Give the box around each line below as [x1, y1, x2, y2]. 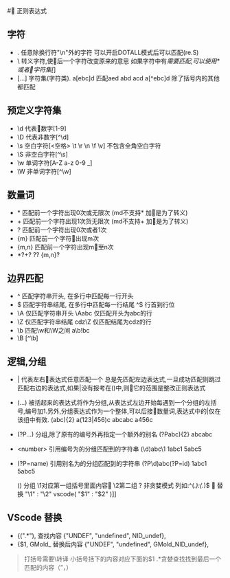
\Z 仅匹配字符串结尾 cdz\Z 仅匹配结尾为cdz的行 [16, 318, 152, 326]
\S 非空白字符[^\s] [16, 150, 69, 158]
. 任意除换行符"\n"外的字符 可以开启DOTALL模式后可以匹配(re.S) [16, 48, 199, 56]
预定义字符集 [7, 104, 62, 116]
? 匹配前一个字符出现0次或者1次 [16, 226, 107, 234]
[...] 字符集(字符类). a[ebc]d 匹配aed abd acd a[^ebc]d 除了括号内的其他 [16, 74, 220, 82]
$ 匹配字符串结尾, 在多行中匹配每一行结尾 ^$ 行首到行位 [16, 300, 175, 309]
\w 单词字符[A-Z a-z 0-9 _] [16, 158, 93, 167]
